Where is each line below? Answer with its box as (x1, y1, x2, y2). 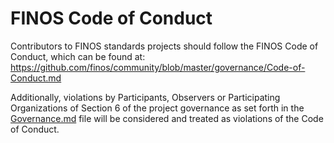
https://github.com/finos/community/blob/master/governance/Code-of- (10, 61, 306, 73)
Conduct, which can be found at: (10, 50, 146, 62)
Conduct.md (10, 72, 62, 84)
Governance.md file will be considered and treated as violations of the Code (10, 112, 324, 124)
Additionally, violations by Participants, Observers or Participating (10, 91, 281, 103)
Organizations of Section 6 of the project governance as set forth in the (10, 102, 305, 114)
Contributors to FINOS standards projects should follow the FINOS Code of (10, 40, 319, 52)
